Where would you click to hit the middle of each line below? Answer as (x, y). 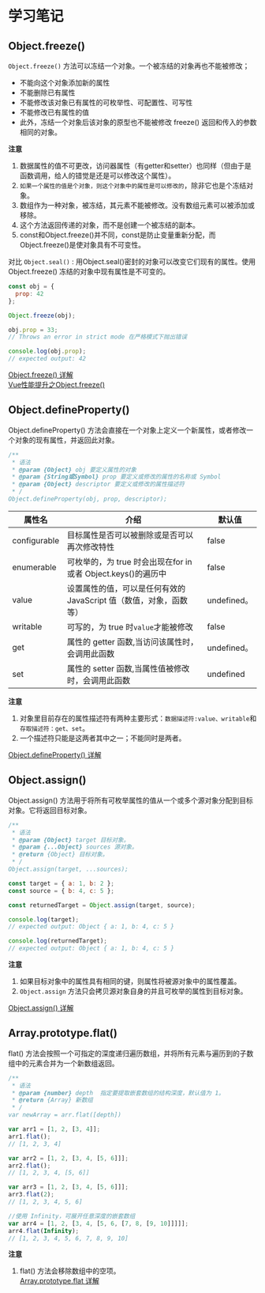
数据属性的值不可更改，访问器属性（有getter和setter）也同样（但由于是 (136, 166)
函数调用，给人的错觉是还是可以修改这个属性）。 (97, 176)
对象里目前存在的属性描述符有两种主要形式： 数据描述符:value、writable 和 (138, 718)
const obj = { (32, 286)
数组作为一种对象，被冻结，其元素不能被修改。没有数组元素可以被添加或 (137, 205)
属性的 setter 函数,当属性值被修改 (128, 668)
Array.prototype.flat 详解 (60, 1281)
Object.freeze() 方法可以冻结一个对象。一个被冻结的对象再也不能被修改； (129, 66)
